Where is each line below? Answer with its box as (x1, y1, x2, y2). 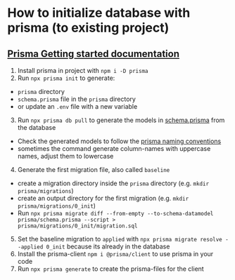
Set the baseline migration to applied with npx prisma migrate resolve (17, 235, 223, 243)
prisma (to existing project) (7, 20, 170, 36)
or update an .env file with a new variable (17, 102, 138, 110)
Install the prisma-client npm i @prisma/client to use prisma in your (17, 250, 214, 258)
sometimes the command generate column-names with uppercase (17, 145, 211, 152)
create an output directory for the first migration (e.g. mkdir (17, 194, 189, 202)
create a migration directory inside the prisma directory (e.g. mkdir (17, 179, 210, 187)
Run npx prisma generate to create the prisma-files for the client (17, 265, 204, 273)
